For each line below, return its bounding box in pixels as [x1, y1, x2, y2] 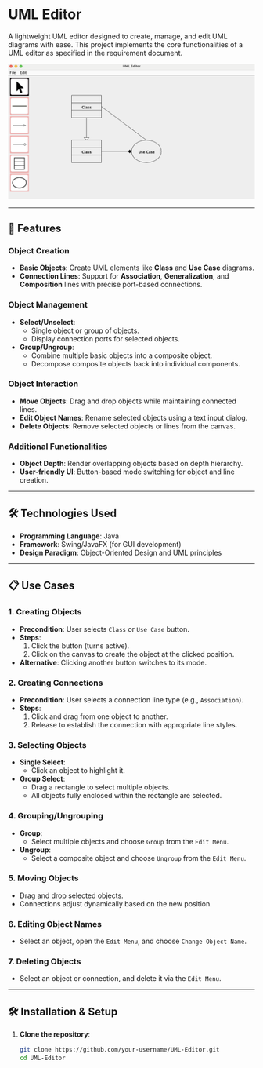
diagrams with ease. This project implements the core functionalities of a [8, 39, 243, 49]
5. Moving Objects [8, 873, 80, 884]
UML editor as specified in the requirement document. [8, 48, 183, 57]
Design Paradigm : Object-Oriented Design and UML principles [19, 548, 222, 557]
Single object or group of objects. [31, 326, 139, 335]
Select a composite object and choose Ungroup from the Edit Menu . [31, 853, 247, 862]
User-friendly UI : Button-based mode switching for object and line [19, 467, 235, 476]
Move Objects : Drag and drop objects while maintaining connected [19, 396, 237, 406]
